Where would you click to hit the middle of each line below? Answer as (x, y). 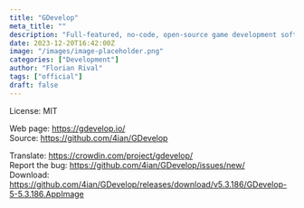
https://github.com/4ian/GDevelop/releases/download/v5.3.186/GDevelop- (148, 184)
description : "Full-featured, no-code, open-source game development (143, 34)
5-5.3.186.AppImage (47, 194)
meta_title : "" (38, 26)
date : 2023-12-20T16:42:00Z (62, 43)
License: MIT (33, 110)
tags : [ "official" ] (46, 77)
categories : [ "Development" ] (64, 60)
